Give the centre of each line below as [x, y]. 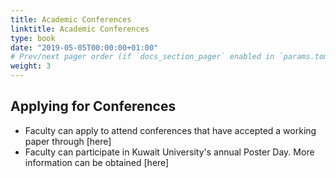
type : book [33, 38]
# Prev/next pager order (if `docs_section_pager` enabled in [142, 57]
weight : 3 [31, 66]
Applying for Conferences [93, 106]
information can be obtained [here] [97, 162]
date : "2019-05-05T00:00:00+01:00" [84, 47]
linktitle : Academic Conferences [80, 29]
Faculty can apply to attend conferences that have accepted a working [170, 130]
